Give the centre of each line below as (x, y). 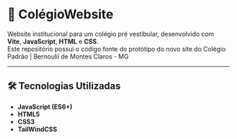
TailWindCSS (37, 129)
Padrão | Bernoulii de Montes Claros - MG (68, 56)
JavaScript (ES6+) (45, 107)
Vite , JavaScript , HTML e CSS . (53, 41)
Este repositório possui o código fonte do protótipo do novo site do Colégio (116, 49)
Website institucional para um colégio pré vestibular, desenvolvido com (111, 34)
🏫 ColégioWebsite (61, 14)
